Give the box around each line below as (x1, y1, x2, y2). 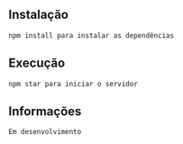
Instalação (8, 7, 69, 22)
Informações (8, 103, 82, 120)
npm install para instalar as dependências (8, 31, 175, 40)
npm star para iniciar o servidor (8, 79, 139, 88)
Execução (8, 56, 66, 71)
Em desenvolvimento (8, 128, 82, 137)
